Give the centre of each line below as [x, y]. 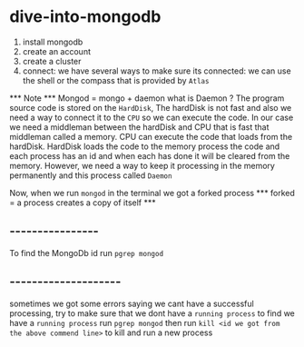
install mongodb [53, 42]
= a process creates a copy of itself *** [83, 203]
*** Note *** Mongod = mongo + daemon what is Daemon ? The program [147, 98]
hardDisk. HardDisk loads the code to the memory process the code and [145, 146]
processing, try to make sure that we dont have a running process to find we [152, 313]
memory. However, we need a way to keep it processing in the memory [142, 165]
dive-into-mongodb [85, 17]
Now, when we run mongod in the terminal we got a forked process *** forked [152, 193]
